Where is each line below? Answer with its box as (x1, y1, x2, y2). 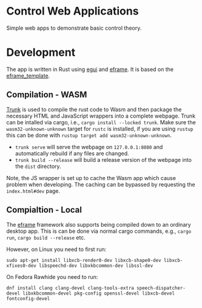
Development (6, 45, 76, 59)
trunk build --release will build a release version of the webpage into (15, 156, 192, 163)
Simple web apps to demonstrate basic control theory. (6, 24, 142, 32)
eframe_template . (6, 72, 50, 79)
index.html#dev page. (6, 187, 61, 195)
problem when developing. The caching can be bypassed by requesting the (6, 181, 195, 188)
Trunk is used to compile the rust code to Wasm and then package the (6, 105, 182, 113)
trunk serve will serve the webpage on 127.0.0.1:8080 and (15, 143, 163, 150)
